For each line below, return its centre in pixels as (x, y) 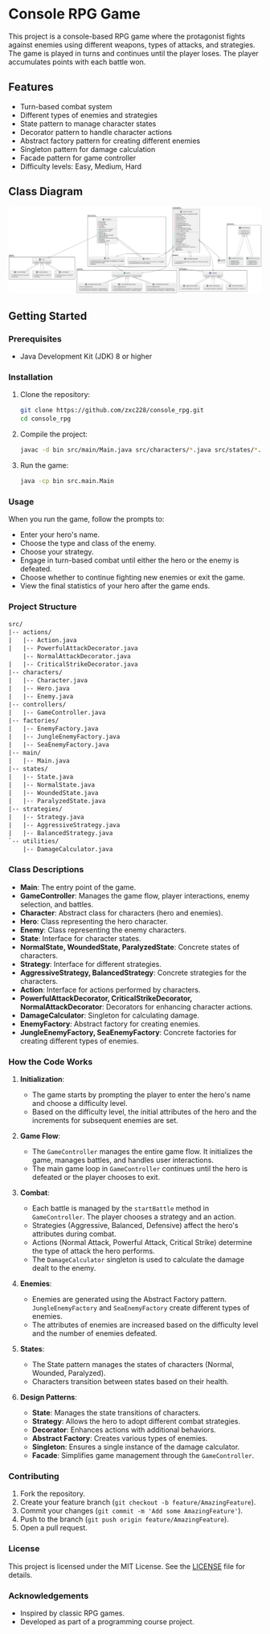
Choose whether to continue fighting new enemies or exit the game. (133, 577)
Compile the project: (54, 434)
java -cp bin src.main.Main (67, 481)
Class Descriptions (46, 870)
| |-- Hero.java (39, 689)
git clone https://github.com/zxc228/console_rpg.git (112, 411)
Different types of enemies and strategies (89, 115)
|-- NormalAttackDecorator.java (77, 657)
